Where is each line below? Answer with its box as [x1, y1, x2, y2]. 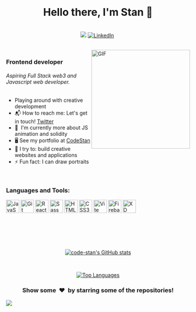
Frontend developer [6, 57, 63, 66]
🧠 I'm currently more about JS [14, 124, 89, 131]
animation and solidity [14, 131, 68, 138]
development [14, 103, 47, 110]
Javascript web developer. [6, 78, 70, 85]
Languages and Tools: [6, 186, 70, 194]
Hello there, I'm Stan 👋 [43, 6, 153, 19]
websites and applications [14, 152, 78, 159]
